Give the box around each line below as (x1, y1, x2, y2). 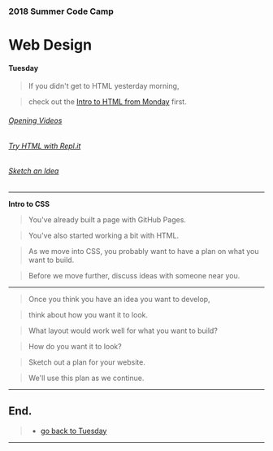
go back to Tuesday (40, 426, 107, 436)
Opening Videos (8, 116, 63, 125)
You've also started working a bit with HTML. (28, 230, 180, 240)
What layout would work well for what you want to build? (28, 326, 218, 335)
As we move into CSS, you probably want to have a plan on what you (28, 246, 259, 256)
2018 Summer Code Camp (8, 6, 114, 17)
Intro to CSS (8, 199, 50, 208)
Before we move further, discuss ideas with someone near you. (28, 270, 240, 280)
